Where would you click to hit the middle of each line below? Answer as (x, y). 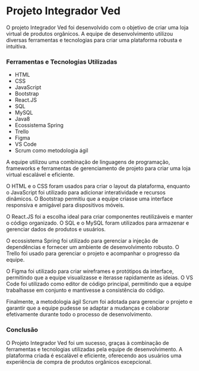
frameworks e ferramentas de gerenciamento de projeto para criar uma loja (99, 168)
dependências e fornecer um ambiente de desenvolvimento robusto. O (93, 247)
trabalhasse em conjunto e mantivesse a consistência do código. (86, 290)
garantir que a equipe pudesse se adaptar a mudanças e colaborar (88, 308)
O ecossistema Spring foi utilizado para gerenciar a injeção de (82, 241)
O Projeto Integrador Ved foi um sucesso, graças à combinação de (88, 342)
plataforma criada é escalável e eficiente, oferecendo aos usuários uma (94, 356)
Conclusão (22, 330)
